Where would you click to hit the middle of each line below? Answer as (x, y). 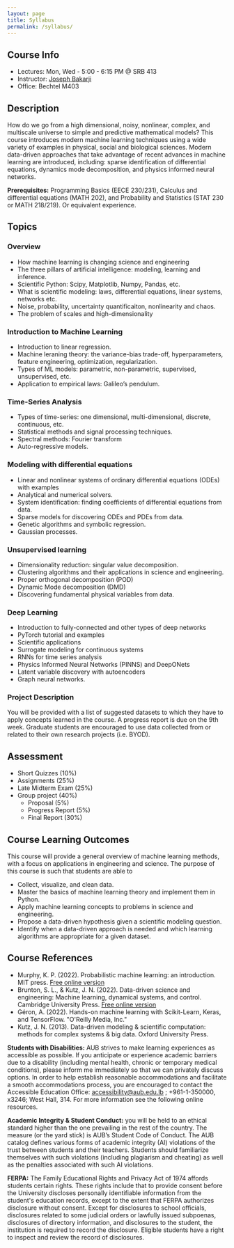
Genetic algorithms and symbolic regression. (81, 524)
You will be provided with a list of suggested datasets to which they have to (116, 712)
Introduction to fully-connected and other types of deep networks (112, 628)
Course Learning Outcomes (69, 839)
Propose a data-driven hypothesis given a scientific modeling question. (119, 922)
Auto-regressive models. (53, 447)
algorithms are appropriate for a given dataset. (84, 936)
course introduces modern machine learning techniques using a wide (107, 140)
